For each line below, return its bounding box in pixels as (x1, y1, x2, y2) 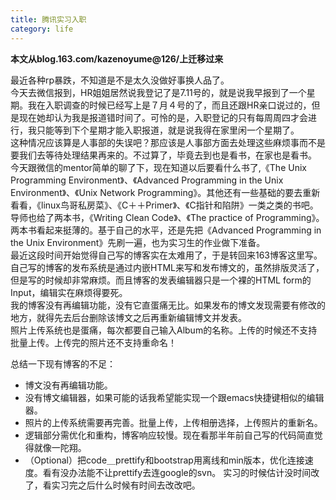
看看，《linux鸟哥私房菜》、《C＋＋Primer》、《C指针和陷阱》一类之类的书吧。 (10, 199, 319, 211)
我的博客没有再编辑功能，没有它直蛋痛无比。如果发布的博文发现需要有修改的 (10, 299, 326, 311)
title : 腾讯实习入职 (10, 14, 87, 25)
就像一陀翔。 (33, 441, 87, 453)
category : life (10, 24, 74, 34)
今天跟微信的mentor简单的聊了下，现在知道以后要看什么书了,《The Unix (10, 161, 307, 173)
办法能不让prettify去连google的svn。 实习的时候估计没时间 (68, 466, 312, 478)
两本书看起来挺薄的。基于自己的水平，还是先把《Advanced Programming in (10, 224, 322, 236)
